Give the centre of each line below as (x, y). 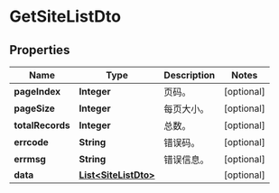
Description (190, 75)
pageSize (35, 108)
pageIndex (37, 92)
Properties (40, 50)
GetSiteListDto (65, 17)
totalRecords (42, 125)
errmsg (30, 159)
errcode (32, 142)
